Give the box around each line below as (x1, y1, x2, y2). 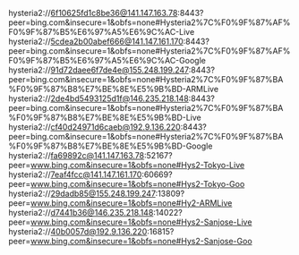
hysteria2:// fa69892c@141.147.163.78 (8, 150, 145, 160)
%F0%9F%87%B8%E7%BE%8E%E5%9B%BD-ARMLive (8, 84, 219, 94)
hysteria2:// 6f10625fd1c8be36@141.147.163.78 (8, 8, 178, 18)
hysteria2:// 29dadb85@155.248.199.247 (8, 188, 156, 199)
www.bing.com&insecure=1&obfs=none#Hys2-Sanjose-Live (30, 217, 252, 227)
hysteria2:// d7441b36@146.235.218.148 (8, 208, 154, 217)
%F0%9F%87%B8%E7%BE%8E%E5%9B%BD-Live (8, 112, 202, 123)
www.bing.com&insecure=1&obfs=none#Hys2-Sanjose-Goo (30, 236, 252, 246)
